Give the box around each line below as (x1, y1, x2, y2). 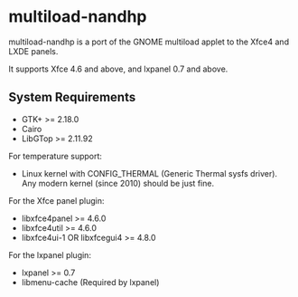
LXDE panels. (8, 45, 59, 56)
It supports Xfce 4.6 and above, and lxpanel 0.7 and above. (8, 63, 228, 74)
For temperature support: (8, 150, 103, 161)
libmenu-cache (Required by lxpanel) (21, 276, 160, 287)
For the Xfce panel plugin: (8, 195, 105, 206)
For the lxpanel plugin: (8, 249, 92, 260)
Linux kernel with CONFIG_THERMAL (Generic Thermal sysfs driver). (21, 168, 277, 178)
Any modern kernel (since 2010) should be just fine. (21, 177, 214, 188)
